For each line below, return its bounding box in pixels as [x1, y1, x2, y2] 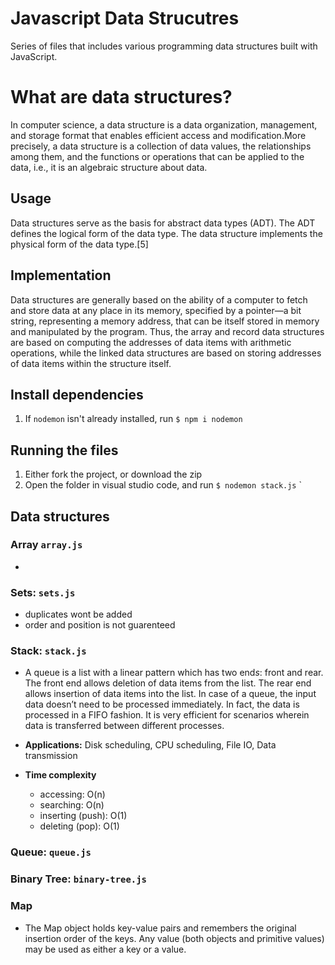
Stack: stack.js [10, 644, 87, 658]
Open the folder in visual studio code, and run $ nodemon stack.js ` [24, 479, 302, 491]
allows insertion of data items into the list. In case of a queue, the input [24, 688, 317, 700]
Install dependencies [10, 386, 144, 403]
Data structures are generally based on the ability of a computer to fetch [10, 293, 308, 306]
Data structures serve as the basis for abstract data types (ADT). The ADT [10, 217, 316, 229]
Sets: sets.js [10, 585, 76, 599]
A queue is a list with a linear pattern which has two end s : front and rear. [24, 667, 324, 679]
